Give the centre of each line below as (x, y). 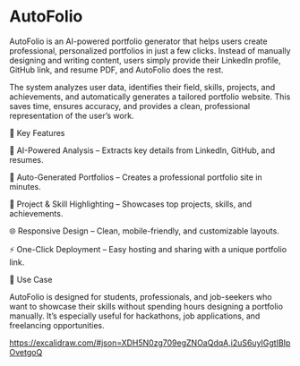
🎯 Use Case (31, 279)
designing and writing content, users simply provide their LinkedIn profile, (145, 60)
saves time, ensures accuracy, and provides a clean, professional (130, 106)
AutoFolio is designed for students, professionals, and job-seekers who (141, 296)
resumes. (26, 159)
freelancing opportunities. (57, 325)
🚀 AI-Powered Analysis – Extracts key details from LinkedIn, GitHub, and (142, 150)
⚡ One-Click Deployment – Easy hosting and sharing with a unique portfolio (148, 249)
